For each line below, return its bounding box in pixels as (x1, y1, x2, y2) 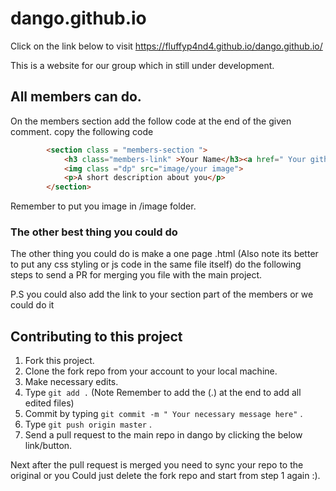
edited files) (24, 397, 75, 409)
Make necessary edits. (24, 376, 119, 388)
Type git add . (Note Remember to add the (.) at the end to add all (24, 387, 302, 399)
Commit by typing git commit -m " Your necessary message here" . (24, 408, 303, 420)
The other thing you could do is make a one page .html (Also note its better (10, 248, 319, 260)
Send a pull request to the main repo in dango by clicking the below (24, 429, 303, 441)
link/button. (24, 440, 73, 452)
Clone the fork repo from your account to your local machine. (24, 365, 278, 377)
